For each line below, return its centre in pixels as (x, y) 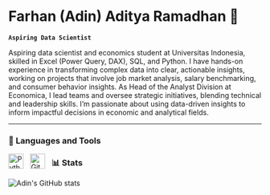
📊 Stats (67, 162)
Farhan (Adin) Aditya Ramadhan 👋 (124, 16)
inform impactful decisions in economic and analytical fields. (108, 112)
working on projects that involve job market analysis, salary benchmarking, (132, 78)
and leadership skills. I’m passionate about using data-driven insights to (127, 104)
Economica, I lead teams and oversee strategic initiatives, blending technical (135, 95)
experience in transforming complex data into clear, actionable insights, (127, 69)
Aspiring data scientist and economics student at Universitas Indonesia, (127, 52)
